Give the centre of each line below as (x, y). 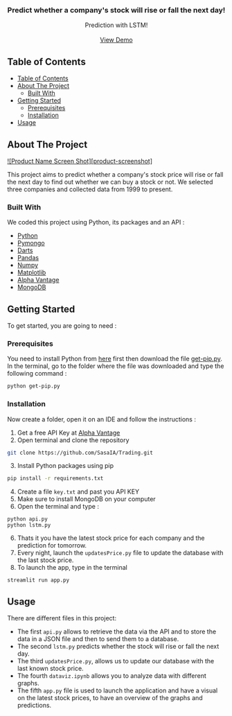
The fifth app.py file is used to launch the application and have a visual (117, 690)
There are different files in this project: (62, 618)
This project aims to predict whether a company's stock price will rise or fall (115, 174)
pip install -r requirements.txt (55, 479)
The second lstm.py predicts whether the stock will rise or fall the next (118, 647)
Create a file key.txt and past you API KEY (78, 492)
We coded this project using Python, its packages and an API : (96, 222)
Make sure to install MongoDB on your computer (86, 499)
